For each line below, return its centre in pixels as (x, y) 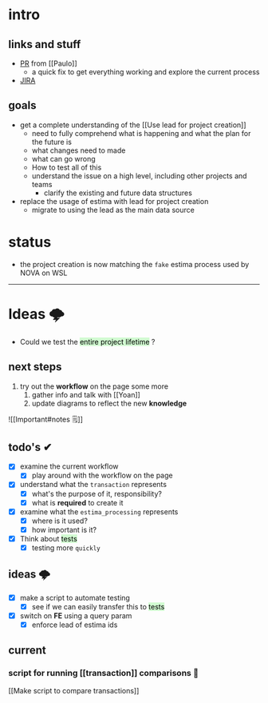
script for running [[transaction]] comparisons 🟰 (104, 673)
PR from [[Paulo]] (48, 63)
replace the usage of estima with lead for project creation (114, 201)
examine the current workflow (69, 466)
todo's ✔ (30, 447)
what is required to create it (77, 502)
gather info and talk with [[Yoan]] (86, 394)
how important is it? (64, 529)
